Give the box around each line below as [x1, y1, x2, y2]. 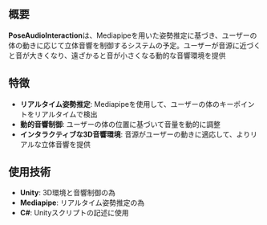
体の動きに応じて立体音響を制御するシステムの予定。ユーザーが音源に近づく [8, 40, 261, 50]
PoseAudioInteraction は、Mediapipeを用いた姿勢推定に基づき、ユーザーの [8, 31, 257, 40]
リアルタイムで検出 [34, 109, 98, 119]
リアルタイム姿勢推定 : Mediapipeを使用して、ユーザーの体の [19, 99, 220, 108]
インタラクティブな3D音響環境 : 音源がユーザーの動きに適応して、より [19, 129, 251, 139]
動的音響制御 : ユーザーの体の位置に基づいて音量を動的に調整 [19, 119, 221, 129]
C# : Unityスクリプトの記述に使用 [19, 208, 130, 218]
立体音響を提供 [41, 139, 91, 149]
